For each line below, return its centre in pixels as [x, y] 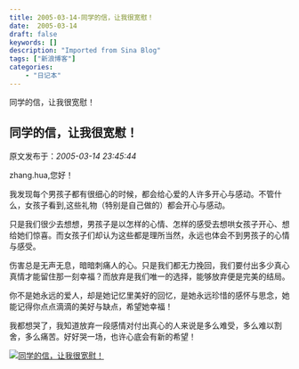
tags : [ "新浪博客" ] [43, 59]
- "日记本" [43, 76]
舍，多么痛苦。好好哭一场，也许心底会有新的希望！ [103, 336]
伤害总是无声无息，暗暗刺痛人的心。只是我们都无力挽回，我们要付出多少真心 [149, 265]
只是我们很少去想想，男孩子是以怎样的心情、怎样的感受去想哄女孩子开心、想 [149, 224]
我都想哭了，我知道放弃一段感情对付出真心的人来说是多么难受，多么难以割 [145, 325]
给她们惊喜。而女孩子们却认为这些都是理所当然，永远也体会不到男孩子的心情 [149, 235]
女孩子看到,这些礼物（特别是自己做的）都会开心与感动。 [127, 205]
